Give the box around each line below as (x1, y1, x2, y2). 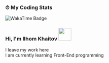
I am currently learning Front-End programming (5, 52, 104, 58)
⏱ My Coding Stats (5, 4, 53, 11)
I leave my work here (5, 46, 49, 52)
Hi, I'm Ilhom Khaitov (5, 35, 57, 42)
